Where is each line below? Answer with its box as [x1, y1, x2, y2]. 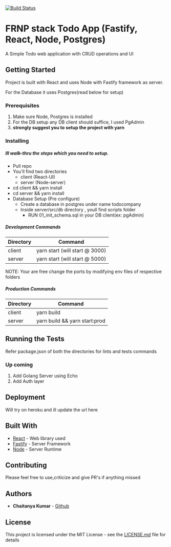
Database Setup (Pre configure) [12, 196, 80, 202]
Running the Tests [5, 335, 65, 343]
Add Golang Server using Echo [12, 373, 78, 379]
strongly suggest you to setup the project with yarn [12, 125, 124, 131]
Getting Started [5, 66, 56, 74]
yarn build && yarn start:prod [36, 317, 106, 324]
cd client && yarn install [12, 185, 62, 191]
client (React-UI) [20, 173, 55, 180]
